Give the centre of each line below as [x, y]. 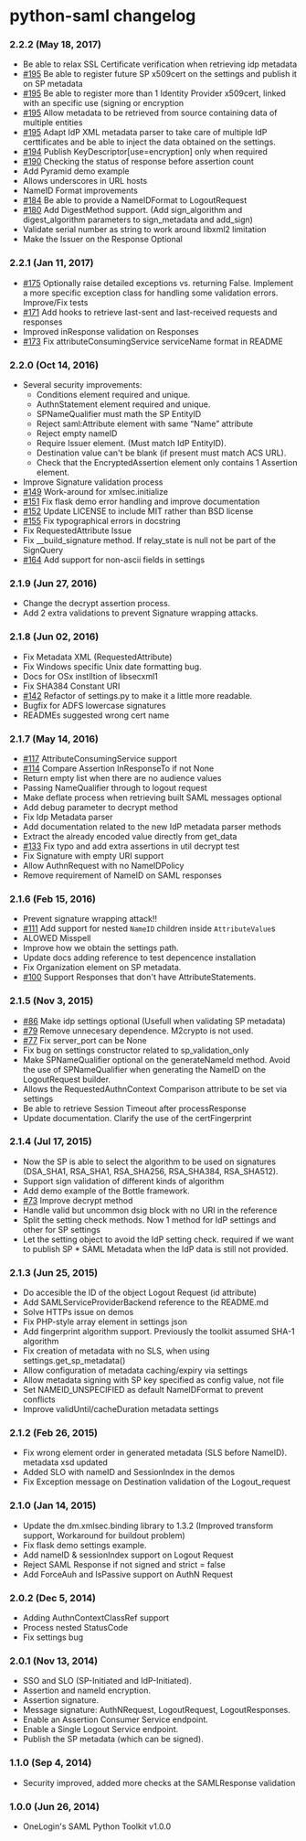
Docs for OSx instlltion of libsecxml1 [90, 676]
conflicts [39, 1399]
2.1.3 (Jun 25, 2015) [54, 1272]
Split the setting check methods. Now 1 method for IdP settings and [149, 1220]
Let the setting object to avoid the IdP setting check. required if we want [158, 1239]
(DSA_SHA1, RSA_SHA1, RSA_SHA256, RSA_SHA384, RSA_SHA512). [150, 1171]
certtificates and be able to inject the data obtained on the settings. [149, 142]
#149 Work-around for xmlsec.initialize [95, 492]
